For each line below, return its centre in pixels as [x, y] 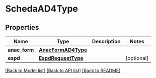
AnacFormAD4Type [63, 50]
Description [106, 42]
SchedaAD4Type [42, 9]
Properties [22, 27]
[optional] [137, 58]
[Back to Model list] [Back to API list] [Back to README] [63, 70]
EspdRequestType [61, 58]
